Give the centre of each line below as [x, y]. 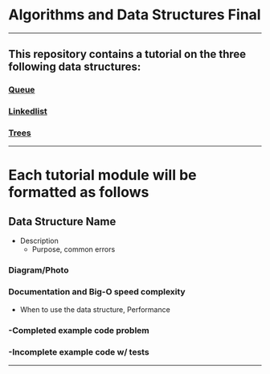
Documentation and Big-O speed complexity [97, 292]
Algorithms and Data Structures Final [135, 15]
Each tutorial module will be [102, 175]
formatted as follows [79, 192]
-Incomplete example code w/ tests [79, 351]
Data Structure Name [62, 222]
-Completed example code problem [79, 330]
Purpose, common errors [74, 249]
